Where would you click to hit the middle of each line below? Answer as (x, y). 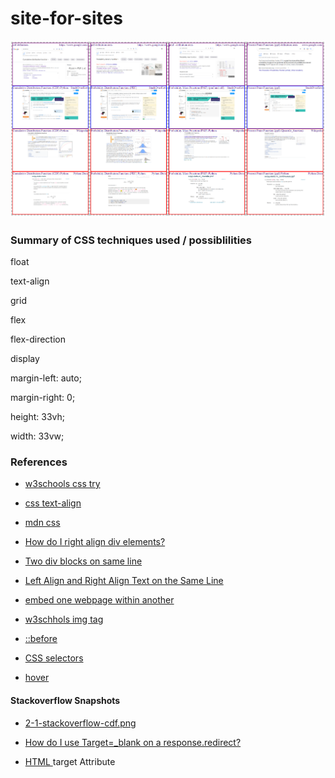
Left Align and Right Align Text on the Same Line (124, 581)
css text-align (53, 503)
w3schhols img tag (64, 619)
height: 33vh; (37, 417)
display (25, 359)
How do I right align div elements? (95, 542)
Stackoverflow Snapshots (65, 700)
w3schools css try (62, 484)
